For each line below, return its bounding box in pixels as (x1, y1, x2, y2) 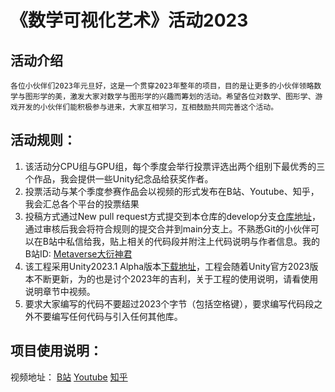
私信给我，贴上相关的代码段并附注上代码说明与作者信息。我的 (65, 235, 320, 247)
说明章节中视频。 (24, 285, 96, 297)
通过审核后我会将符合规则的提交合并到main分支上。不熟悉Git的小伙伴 (24, 222, 311, 235)
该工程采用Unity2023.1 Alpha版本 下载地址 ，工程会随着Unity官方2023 (24, 260, 310, 272)
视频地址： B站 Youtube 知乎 (10, 371, 128, 383)
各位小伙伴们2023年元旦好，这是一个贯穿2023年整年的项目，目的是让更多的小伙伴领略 (10, 81, 315, 91)
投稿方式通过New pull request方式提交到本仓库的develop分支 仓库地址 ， (24, 210, 321, 222)
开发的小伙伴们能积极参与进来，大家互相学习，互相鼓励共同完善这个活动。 (17, 102, 279, 112)
